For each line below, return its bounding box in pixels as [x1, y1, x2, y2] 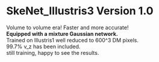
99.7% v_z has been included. [6, 43, 81, 50]
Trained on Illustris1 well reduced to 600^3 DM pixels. [6, 36, 139, 44]
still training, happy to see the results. [6, 49, 99, 56]
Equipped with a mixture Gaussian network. [6, 30, 119, 37]
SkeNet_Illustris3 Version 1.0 [6, 4, 154, 18]
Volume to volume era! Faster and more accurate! [6, 24, 129, 31]
